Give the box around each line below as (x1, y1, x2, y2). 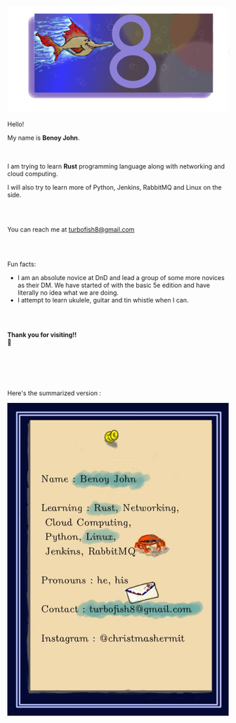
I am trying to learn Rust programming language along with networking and (7, 162, 225, 171)
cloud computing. (7, 170, 58, 178)
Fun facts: (7, 260, 37, 269)
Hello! (7, 120, 25, 128)
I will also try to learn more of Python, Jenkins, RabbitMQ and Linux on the (7, 183, 222, 192)
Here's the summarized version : (7, 389, 102, 397)
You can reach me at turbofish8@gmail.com (7, 225, 135, 234)
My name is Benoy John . (7, 133, 80, 142)
